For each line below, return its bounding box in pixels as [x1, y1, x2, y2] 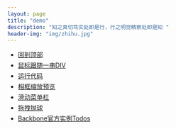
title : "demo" [7, 17, 50, 24]
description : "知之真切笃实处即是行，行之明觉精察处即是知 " [7, 23, 170, 30]
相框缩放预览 [17, 82, 55, 91]
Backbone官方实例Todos [17, 114, 91, 123]
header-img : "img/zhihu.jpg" [7, 30, 94, 38]
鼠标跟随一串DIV [17, 61, 66, 69]
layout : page [7, 10, 46, 18]
